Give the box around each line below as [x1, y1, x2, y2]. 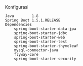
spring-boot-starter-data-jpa [14, 26, 77, 31]
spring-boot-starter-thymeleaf [14, 44, 79, 48]
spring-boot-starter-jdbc [14, 31, 68, 36]
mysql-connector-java [14, 48, 58, 53]
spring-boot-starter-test [14, 39, 68, 44]
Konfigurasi [5, 4, 29, 10]
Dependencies [5, 22, 32, 27]
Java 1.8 [5, 14, 39, 19]
